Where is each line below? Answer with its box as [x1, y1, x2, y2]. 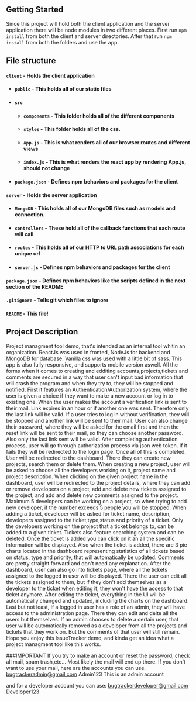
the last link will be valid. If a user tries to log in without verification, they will [6, 410, 190, 417]
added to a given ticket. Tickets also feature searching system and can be [6, 529, 184, 536]
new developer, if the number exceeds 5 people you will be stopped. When [6, 504, 187, 511]
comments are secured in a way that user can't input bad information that [6, 374, 183, 381]
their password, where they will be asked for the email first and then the [6, 423, 180, 430]
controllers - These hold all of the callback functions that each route [14, 225, 185, 232]
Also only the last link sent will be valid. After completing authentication [6, 436, 178, 443]
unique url [14, 250, 40, 257]
